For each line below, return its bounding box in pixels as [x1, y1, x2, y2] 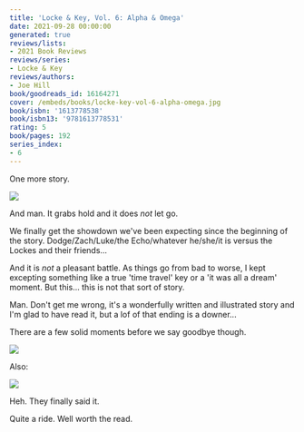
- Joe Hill [9, 81, 51, 90]
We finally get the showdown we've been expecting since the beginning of [9, 225, 289, 236]
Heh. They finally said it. [9, 396, 100, 407]
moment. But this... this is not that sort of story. [9, 281, 185, 292]
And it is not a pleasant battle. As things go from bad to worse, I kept [9, 262, 266, 273]
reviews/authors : [9, 73, 75, 82]
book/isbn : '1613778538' [9, 106, 103, 115]
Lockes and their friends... [9, 244, 107, 255]
